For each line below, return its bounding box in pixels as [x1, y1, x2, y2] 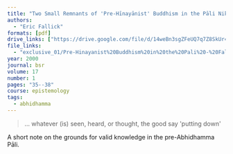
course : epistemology [7, 87, 70, 94]
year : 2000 [7, 55, 39, 62]
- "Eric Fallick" [13, 23, 64, 30]
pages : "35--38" [7, 81, 54, 88]
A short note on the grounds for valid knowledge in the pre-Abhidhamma [7, 132, 215, 141]
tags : [7, 94, 23, 101]
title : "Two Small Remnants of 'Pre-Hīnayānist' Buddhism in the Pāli [7, 10, 216, 17]
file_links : [7, 42, 42, 49]
